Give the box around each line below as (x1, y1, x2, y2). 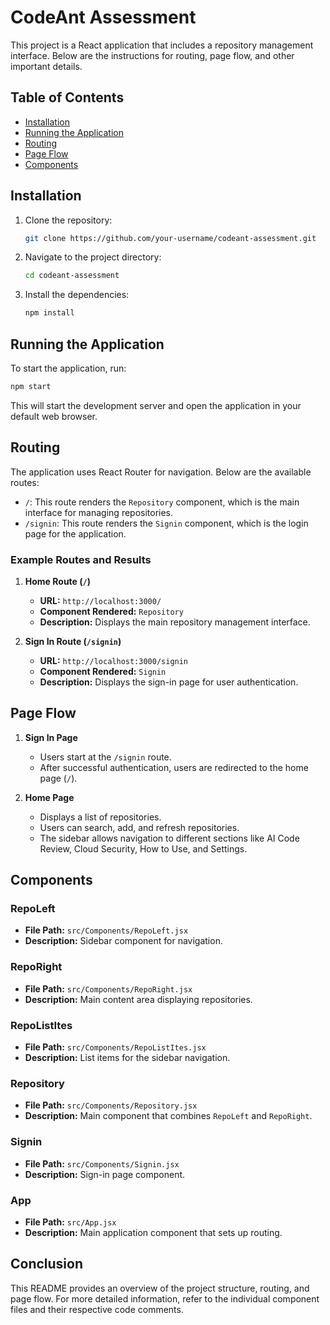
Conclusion (10, 1256, 84, 1273)
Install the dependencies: (24, 289, 130, 301)
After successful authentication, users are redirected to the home (39, 761, 309, 773)
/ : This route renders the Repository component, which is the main (24, 496, 300, 508)
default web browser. (10, 410, 98, 422)
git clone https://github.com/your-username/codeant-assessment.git (24, 233, 317, 243)
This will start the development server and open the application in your (10, 399, 302, 411)
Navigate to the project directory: (24, 251, 162, 263)
